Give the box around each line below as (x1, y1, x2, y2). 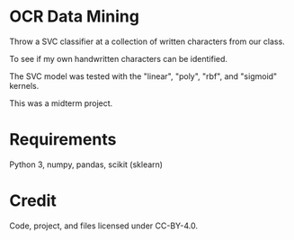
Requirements (9, 129, 117, 150)
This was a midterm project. (9, 97, 113, 109)
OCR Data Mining (9, 6, 139, 27)
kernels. (9, 80, 40, 91)
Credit (9, 191, 57, 211)
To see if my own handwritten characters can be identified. (9, 53, 227, 64)
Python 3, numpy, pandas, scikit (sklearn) (9, 159, 164, 170)
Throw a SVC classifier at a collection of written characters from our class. (9, 36, 285, 47)
